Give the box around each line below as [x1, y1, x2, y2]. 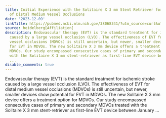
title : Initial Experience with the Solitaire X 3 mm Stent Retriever [5, 7, 154, 12]
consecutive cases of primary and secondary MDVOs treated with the [5, 102, 147, 108]
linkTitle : [5, 21, 28, 26]
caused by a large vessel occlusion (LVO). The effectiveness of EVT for [5, 81, 150, 87]
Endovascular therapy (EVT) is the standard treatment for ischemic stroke [5, 76, 155, 82]
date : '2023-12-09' [5, 16, 45, 21]
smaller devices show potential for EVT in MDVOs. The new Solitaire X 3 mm [5, 92, 161, 98]
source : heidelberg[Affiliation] [5, 26, 74, 31]
